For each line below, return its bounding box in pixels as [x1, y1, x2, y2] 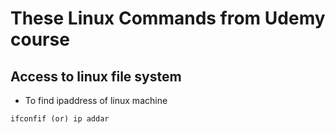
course [10, 28, 70, 51]
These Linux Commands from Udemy [10, 7, 326, 30]
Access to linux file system [10, 68, 182, 85]
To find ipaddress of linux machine [24, 95, 168, 106]
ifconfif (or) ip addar [10, 114, 110, 124]
